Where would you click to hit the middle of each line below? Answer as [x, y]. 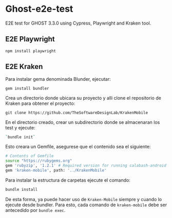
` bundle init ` [21, 137]
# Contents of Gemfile [30, 156]
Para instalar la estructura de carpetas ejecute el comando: [68, 180]
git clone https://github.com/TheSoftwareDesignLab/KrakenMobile [77, 113]
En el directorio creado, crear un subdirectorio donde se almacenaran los [83, 122]
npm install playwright [31, 51]
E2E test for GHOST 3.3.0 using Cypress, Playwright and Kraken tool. [78, 23]
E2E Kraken [24, 67]
